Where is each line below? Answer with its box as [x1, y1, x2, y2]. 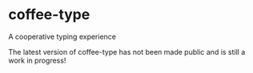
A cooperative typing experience [8, 32, 117, 41]
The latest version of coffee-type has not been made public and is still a [8, 47, 246, 56]
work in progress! [8, 56, 66, 65]
